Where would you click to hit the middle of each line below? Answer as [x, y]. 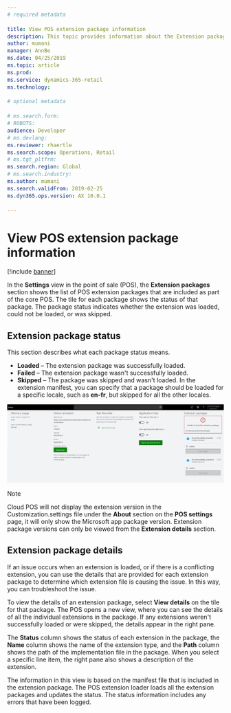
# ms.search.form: [33, 116]
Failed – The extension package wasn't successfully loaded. [103, 373]
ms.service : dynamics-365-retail [55, 80]
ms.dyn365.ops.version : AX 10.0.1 [57, 196]
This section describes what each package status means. [89, 352]
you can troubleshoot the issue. [52, 589]
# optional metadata [37, 102]
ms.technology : [29, 87]
